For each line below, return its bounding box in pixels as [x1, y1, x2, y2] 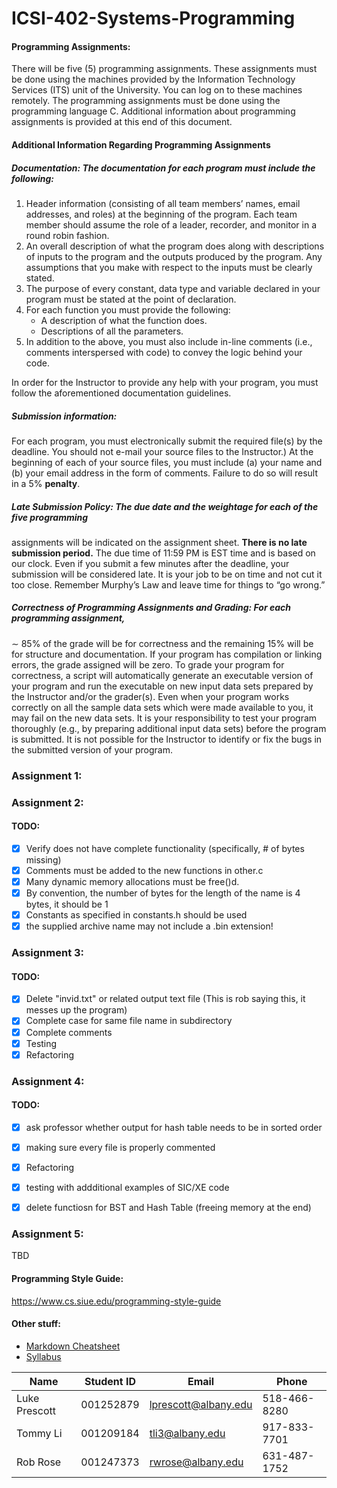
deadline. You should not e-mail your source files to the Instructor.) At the [11, 445, 314, 457]
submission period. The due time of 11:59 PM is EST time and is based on [11, 547, 316, 559]
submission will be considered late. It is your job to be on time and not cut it [11, 568, 323, 580]
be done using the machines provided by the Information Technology [11, 73, 296, 86]
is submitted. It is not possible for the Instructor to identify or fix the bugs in [11, 733, 323, 745]
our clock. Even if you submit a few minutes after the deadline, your [11, 557, 290, 569]
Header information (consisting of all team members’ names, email [25, 197, 301, 209]
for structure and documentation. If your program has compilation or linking [11, 648, 323, 660]
